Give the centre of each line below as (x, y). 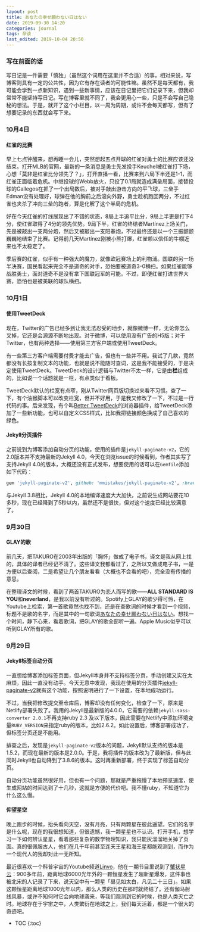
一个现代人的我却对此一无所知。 (45, 854)
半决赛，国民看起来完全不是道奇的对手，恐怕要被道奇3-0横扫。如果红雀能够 (99, 266)
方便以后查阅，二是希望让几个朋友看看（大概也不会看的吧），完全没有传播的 (99, 571)
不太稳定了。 (32, 246)
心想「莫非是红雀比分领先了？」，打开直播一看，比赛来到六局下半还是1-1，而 (99, 174)
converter (18, 718)
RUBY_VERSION (27, 725)
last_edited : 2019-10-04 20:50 (45, 39)
